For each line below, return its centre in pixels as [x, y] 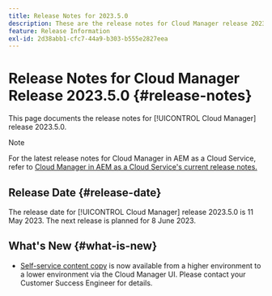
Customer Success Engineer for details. [86, 283]
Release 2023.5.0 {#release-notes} [130, 96]
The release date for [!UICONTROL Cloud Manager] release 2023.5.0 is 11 [131, 212]
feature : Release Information [59, 31]
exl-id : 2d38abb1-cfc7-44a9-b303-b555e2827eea [88, 39]
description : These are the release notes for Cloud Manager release [128, 24]
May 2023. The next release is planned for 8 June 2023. [102, 221]
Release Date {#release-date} [85, 193]
